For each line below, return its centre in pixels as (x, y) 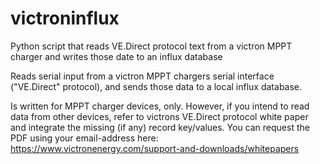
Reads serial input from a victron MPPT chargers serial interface (142, 76)
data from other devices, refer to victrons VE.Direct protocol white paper (159, 116)
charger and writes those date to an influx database (116, 56)
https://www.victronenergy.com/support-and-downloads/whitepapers (155, 148)
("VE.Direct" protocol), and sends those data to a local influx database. (156, 86)
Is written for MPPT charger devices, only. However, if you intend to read (160, 106)
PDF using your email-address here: (84, 138)
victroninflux (65, 18)
